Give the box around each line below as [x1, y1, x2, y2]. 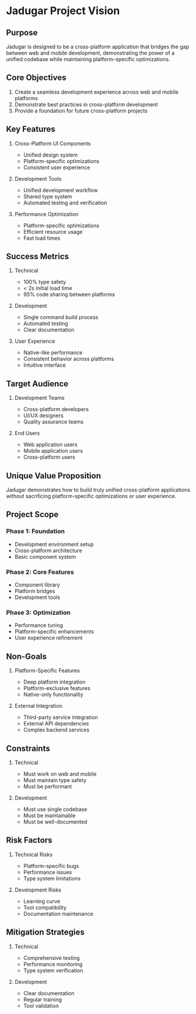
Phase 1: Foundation [6, 527, 65, 535]
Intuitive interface [23, 362, 66, 369]
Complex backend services [23, 726, 90, 734]
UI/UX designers [23, 412, 63, 419]
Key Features [6, 124, 56, 134]
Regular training [23, 996, 62, 1003]
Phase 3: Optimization [6, 608, 71, 617]
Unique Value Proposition [6, 470, 102, 481]
